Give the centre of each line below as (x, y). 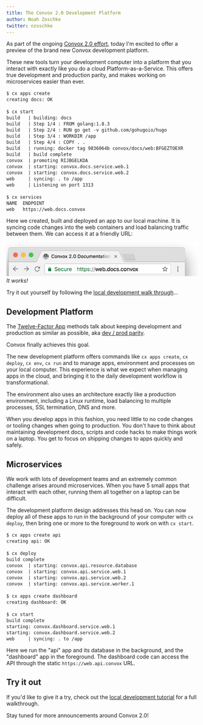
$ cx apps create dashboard (42, 596)
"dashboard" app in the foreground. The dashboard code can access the (98, 657)
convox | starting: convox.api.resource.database (72, 565)
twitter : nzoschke (29, 26)
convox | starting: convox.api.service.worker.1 (71, 584)
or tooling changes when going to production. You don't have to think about (101, 426)
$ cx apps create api (34, 535)
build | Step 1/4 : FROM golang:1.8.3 (58, 124)
